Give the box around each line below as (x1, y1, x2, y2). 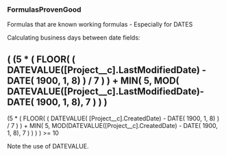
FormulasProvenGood (7, 5, 81, 14)
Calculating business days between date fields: (7, 34, 140, 42)
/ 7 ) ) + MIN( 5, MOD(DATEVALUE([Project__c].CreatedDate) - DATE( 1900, (7, 122, 218, 130)
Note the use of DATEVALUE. (7, 142, 89, 151)
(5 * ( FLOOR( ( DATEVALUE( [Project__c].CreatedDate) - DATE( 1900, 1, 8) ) (7, 114, 220, 122)
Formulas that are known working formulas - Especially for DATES (7, 21, 193, 29)
